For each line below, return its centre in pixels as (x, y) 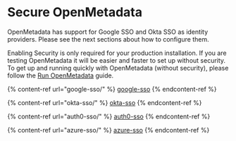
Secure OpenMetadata (75, 12)
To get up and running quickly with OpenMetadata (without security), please (118, 68)
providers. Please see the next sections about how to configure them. (108, 39)
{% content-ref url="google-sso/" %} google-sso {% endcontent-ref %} (112, 89)
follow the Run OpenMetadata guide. (61, 75)
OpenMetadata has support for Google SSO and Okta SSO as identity (108, 32)
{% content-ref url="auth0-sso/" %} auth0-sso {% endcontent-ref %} (109, 116)
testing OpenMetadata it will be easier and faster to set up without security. (117, 60)
